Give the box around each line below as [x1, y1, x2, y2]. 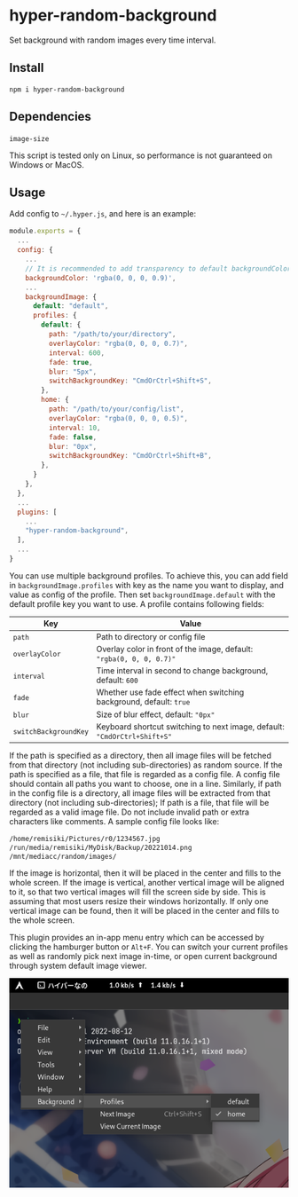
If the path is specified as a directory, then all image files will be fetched [9, 751, 272, 761]
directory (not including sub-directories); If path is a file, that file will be [9, 798, 270, 808]
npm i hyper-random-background [9, 85, 125, 94]
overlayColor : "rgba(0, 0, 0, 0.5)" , [48, 413, 189, 422]
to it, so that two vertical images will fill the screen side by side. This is [9, 886, 266, 897]
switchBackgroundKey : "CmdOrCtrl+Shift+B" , [48, 452, 213, 461]
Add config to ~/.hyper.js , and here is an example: [9, 209, 197, 219]
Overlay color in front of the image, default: [96, 643, 254, 654]
